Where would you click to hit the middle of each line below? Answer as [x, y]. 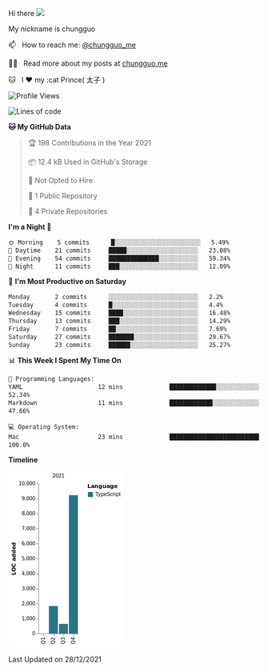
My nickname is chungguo [52, 29]
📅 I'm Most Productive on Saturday [67, 281]
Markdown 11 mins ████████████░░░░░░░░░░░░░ [134, 403]
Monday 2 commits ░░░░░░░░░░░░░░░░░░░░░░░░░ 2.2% [116, 297]
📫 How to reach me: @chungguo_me [72, 45]
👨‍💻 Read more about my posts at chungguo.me [88, 63]
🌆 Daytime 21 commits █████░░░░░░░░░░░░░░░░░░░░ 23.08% [119, 250]
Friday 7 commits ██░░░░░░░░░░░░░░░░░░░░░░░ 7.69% [118, 329]
